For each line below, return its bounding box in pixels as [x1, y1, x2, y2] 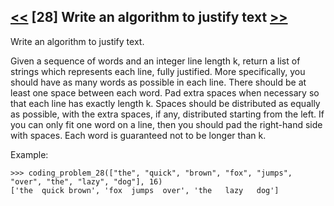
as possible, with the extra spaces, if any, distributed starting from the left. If [10, 108, 325, 120]
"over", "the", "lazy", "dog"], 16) [10, 176, 163, 187]
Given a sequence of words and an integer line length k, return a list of [10, 55, 301, 67]
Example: [10, 148, 49, 160]
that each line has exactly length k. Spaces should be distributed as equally [10, 97, 321, 109]
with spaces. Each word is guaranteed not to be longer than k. [10, 129, 267, 141]
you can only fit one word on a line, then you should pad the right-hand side [10, 118, 323, 130]
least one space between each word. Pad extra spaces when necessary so [10, 86, 320, 99]
